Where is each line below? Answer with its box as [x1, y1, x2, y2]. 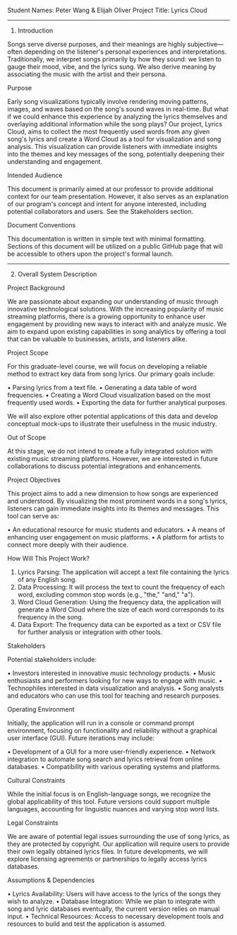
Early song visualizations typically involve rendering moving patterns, [7, 97, 209, 105]
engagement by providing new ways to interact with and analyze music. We [7, 320, 227, 328]
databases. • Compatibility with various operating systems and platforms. [7, 763, 221, 770]
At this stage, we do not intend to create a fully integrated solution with [7, 447, 213, 455]
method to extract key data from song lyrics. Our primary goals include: [7, 370, 215, 378]
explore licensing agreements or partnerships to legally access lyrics [7, 854, 207, 863]
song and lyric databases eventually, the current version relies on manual [7, 905, 220, 913]
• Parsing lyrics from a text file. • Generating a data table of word [7, 383, 197, 391]
